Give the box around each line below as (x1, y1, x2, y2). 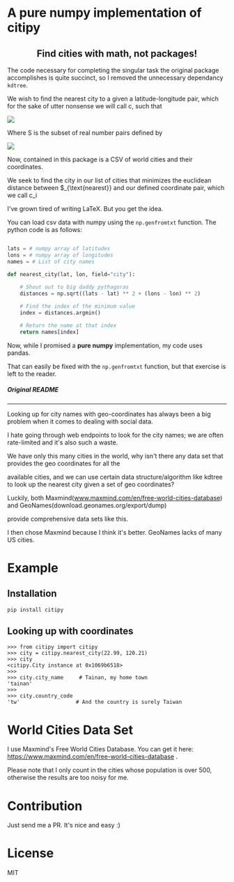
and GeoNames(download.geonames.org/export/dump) (7, 501, 167, 509)
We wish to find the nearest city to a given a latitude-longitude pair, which (7, 94, 219, 103)
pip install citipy (7, 606, 64, 613)
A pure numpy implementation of (7, 5, 202, 21)
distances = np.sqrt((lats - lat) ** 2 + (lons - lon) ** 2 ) (19, 290, 201, 298)
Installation (7, 588, 57, 600)
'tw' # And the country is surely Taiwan (7, 699, 182, 706)
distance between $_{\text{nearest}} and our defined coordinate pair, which (7, 184, 225, 191)
